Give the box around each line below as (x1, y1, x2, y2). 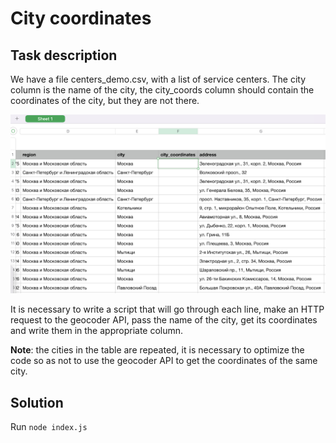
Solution (10, 394, 64, 411)
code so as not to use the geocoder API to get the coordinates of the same (10, 355, 318, 367)
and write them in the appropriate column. (10, 325, 184, 337)
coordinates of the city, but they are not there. (10, 95, 200, 106)
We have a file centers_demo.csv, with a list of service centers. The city (10, 73, 307, 85)
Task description (10, 47, 118, 64)
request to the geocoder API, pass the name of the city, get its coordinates (10, 314, 318, 326)
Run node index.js (10, 421, 88, 433)
